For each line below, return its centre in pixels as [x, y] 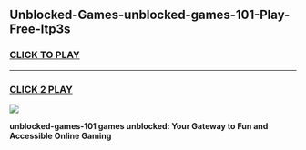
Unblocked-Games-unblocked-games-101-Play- [150, 15]
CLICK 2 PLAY [41, 89]
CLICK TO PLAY [45, 55]
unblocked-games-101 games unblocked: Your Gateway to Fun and [139, 125]
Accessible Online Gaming [61, 135]
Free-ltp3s [40, 30]
